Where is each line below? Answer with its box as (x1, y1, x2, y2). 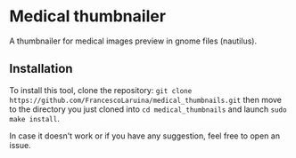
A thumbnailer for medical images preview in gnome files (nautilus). (9, 36, 257, 46)
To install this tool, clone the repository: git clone (9, 84, 193, 95)
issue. (9, 139, 31, 150)
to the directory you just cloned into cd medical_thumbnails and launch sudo (9, 104, 287, 115)
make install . (9, 113, 60, 123)
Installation (9, 61, 73, 76)
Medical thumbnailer (9, 6, 167, 27)
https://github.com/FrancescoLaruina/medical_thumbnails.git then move (9, 94, 283, 105)
